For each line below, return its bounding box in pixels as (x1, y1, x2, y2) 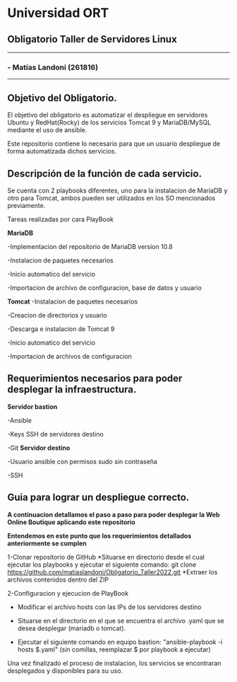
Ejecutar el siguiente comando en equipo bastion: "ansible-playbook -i (17, 637, 223, 646)
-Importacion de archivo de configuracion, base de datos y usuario (7, 283, 202, 291)
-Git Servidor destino (7, 444, 71, 452)
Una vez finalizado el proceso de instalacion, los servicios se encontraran (7, 659, 221, 667)
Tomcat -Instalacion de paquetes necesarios (7, 297, 138, 306)
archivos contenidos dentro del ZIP (7, 575, 109, 584)
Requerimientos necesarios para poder (7, 373, 183, 385)
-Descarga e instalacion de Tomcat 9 (7, 324, 115, 333)
